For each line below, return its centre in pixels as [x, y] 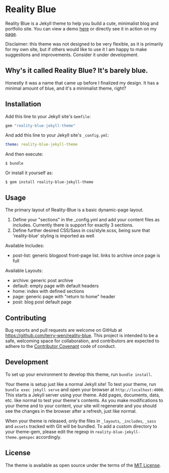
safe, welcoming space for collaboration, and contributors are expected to [82, 341]
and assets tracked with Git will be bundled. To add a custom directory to [81, 426]
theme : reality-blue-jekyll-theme [42, 145]
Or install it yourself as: [29, 173]
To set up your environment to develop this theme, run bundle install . [79, 374]
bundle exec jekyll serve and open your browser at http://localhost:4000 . [85, 389]
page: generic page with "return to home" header [64, 297]
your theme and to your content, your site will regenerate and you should [81, 406]
